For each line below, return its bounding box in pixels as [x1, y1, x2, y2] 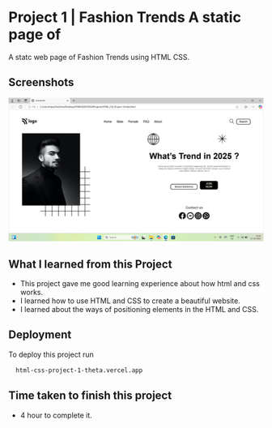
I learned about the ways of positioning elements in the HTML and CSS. [19, 305, 259, 315]
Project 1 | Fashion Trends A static [8, 8, 241, 27]
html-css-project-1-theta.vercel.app [15, 366, 143, 374]
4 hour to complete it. [19, 410, 93, 420]
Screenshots [8, 75, 74, 89]
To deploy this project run [8, 349, 95, 359]
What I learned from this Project [8, 257, 172, 271]
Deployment [8, 328, 72, 342]
